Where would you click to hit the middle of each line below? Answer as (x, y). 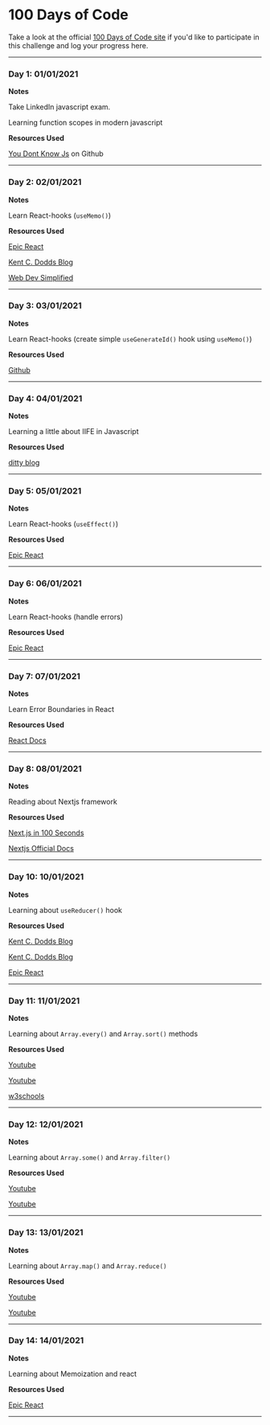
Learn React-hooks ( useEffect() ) (63, 524)
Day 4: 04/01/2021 (45, 398)
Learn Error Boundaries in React (61, 710)
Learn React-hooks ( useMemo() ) (60, 215)
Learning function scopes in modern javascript (86, 123)
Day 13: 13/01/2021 (46, 1233)
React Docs (27, 740)
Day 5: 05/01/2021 (45, 491)
